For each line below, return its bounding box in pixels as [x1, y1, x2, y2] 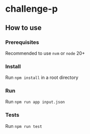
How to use [5, 23, 42, 32]
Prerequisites [5, 39, 39, 46]
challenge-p [5, 3, 58, 15]
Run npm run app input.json [5, 99, 65, 105]
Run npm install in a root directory [5, 74, 79, 81]
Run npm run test [5, 123, 42, 129]
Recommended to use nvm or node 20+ [5, 50, 85, 56]
